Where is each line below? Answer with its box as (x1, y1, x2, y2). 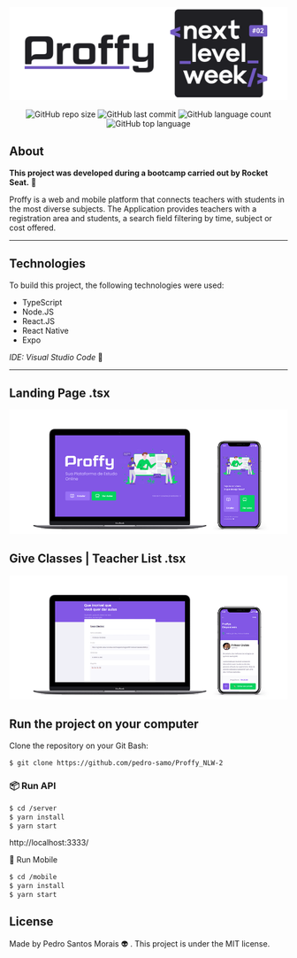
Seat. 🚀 (9, 176, 37, 188)
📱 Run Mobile (9, 854, 58, 865)
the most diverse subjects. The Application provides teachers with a (9, 203, 257, 214)
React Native (21, 325, 69, 336)
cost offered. (9, 222, 57, 233)
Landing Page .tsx (9, 386, 110, 401)
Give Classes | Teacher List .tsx (9, 552, 187, 567)
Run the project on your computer (9, 716, 199, 732)
